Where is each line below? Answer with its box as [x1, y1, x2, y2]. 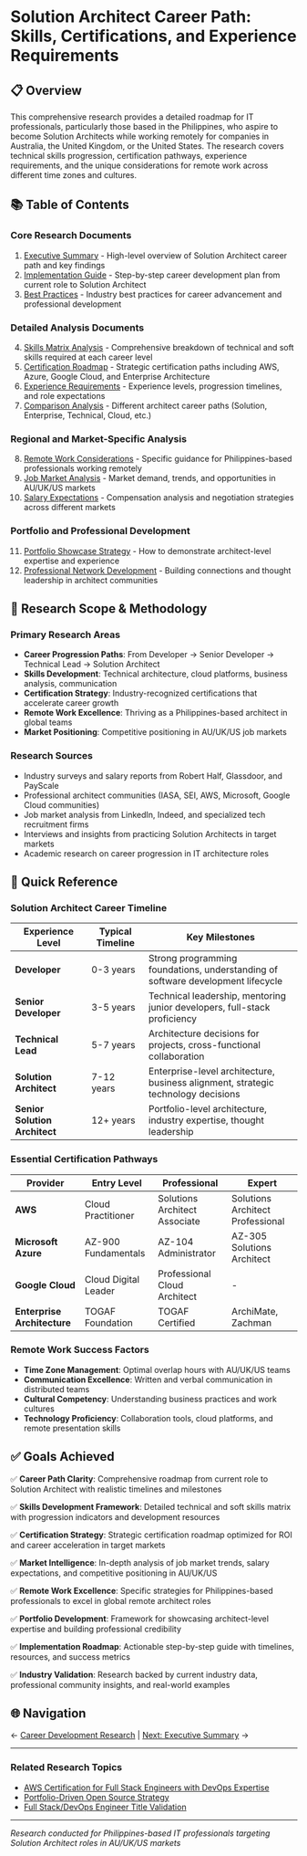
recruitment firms [23, 819, 89, 830]
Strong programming [148, 952, 238, 965]
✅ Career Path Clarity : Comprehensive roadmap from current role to [10, 1473, 269, 1484]
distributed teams [23, 1383, 90, 1394]
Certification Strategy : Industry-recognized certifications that [23, 687, 258, 699]
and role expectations [23, 390, 106, 401]
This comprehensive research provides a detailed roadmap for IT [10, 111, 254, 122]
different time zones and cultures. [10, 170, 138, 180]
